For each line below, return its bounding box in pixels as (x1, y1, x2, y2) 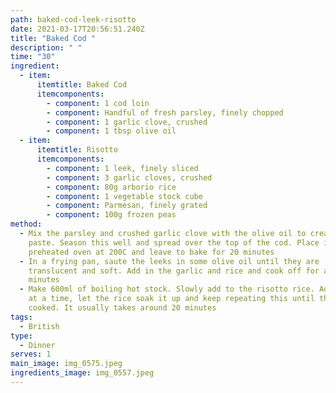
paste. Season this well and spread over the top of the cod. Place (28, 237, 320, 248)
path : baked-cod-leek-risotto (10, 14, 137, 25)
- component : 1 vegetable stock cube (46, 191, 203, 201)
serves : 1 (10, 349, 52, 360)
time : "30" (10, 52, 56, 62)
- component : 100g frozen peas (46, 210, 177, 220)
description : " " (10, 42, 83, 53)
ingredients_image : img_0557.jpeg (10, 368, 155, 378)
